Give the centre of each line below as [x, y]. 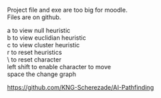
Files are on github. [34, 17]
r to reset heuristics [35, 52]
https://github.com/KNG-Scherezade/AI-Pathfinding [80, 87]
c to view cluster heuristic [44, 45]
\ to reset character [34, 60]
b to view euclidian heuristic [47, 38]
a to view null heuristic [39, 30]
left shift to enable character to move [59, 67]
